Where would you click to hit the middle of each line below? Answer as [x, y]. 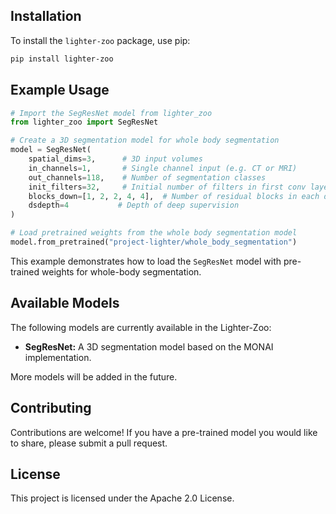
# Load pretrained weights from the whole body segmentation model [154, 233]
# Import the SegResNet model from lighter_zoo [111, 113]
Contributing [51, 408]
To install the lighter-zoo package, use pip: [100, 40]
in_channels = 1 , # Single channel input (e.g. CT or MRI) [163, 168]
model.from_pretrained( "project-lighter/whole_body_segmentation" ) [154, 242]
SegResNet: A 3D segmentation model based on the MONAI [149, 346]
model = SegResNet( [51, 150]
